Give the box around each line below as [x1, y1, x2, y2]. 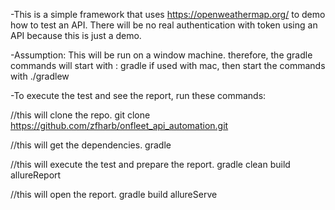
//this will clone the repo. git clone [10, 109, 151, 121]
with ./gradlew [10, 70, 70, 82]
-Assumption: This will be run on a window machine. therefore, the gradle [10, 49, 313, 61]
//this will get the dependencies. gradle [10, 139, 172, 151]
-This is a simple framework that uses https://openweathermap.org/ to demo [10, 9, 326, 20]
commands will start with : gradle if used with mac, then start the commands [10, 60, 326, 71]
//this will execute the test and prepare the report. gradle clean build [10, 159, 291, 170]
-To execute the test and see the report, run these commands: [10, 90, 267, 101]
